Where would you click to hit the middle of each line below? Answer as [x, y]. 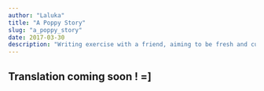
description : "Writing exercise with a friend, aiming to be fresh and [128, 45]
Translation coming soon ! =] [80, 76]
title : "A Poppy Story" [47, 23]
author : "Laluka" [37, 15]
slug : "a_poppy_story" [45, 30]
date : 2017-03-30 [37, 37]
